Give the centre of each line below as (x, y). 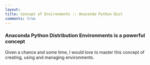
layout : (13, 9)
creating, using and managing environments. (50, 57)
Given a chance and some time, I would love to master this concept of (75, 52)
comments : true (20, 18)
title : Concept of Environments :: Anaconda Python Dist (64, 14)
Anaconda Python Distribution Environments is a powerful (75, 35)
